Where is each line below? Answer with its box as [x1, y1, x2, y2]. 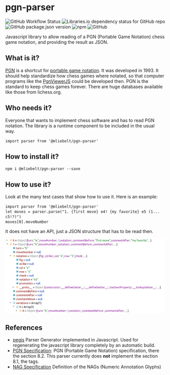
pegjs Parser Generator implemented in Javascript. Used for [12, 337, 139, 343]
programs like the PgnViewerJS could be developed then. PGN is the [5, 78, 149, 84]
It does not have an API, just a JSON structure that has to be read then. [5, 228, 154, 235]
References [5, 323, 43, 332]
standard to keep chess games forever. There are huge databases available [5, 83, 163, 90]
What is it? [5, 54, 40, 63]
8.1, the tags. [12, 358, 40, 365]
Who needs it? [5, 104, 52, 112]
